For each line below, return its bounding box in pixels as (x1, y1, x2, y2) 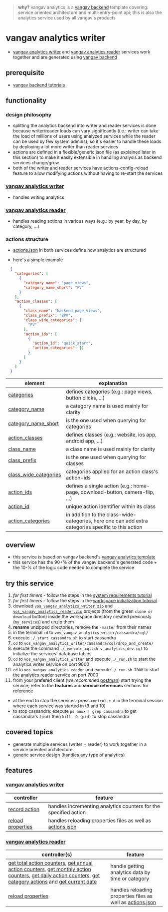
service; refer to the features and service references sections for (12, 683, 149, 689)
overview (5, 540, 35, 549)
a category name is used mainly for (66, 403, 149, 410)
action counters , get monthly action (8, 866, 91, 873)
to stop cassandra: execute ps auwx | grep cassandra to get (12, 708, 137, 714)
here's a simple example (12, 257, 63, 263)
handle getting (110, 863, 144, 870)
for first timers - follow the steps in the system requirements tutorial (12, 592, 152, 598)
